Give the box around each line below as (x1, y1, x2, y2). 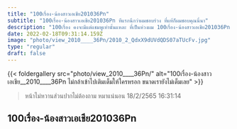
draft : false (7, 50, 46, 57)
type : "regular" (7, 43, 55, 50)
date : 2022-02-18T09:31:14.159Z (7, 30, 103, 38)
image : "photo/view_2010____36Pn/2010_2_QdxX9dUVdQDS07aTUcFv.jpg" (7, 37, 211, 44)
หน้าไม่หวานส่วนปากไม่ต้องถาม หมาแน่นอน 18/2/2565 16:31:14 (24, 91, 182, 100)
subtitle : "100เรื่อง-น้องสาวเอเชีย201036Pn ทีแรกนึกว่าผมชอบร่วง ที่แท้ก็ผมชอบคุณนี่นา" (7, 17, 209, 24)
